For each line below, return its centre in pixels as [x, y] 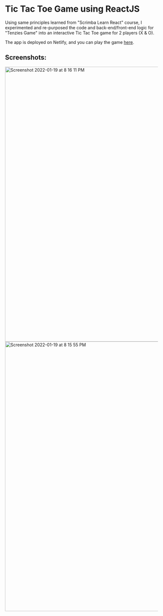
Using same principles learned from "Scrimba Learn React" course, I [73, 22]
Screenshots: [26, 58]
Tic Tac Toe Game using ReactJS [72, 9]
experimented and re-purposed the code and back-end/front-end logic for [79, 27]
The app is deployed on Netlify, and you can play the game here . [70, 42]
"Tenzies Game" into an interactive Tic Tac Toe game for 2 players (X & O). [80, 33]
